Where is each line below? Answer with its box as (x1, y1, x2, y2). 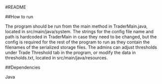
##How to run (5, 14, 34, 19)
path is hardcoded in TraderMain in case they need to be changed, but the (5, 34, 157, 40)
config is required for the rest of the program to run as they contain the (5, 39, 150, 45)
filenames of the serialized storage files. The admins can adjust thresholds (5, 44, 157, 50)
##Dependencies (5, 64, 41, 70)
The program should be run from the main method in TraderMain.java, (5, 23, 148, 29)
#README (5, 4, 26, 10)
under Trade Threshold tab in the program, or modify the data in (5, 49, 136, 55)
